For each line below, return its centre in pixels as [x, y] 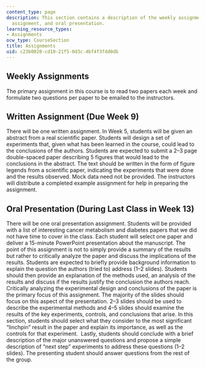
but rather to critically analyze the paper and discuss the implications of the [101, 256]
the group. [19, 360]
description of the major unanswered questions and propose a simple [94, 340]
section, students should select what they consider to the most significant [99, 321]
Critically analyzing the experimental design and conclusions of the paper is [102, 288]
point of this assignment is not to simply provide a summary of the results [99, 249]
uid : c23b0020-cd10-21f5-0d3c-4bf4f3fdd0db [63, 52]
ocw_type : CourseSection [38, 40]
